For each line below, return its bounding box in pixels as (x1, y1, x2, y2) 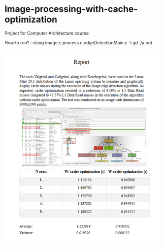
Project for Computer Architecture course (4, 30, 89, 36)
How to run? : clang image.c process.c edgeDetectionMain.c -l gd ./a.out (4, 39, 153, 45)
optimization (4, 14, 58, 25)
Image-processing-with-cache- (4, 3, 138, 15)
